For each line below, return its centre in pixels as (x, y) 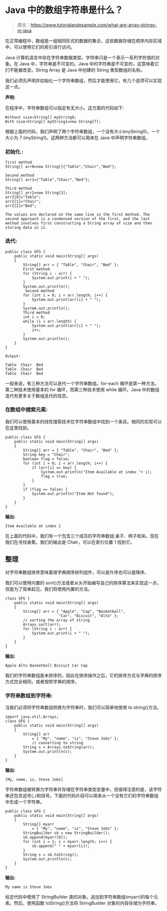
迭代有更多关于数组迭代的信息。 (38, 396)
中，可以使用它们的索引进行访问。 (40, 47)
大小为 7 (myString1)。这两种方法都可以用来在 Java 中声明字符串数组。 (78, 138)
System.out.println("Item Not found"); (73, 494)
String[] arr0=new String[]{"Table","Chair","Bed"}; (61, 167)
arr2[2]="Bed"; (21, 206)
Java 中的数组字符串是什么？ (64, 10)
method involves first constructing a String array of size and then (79, 223)
